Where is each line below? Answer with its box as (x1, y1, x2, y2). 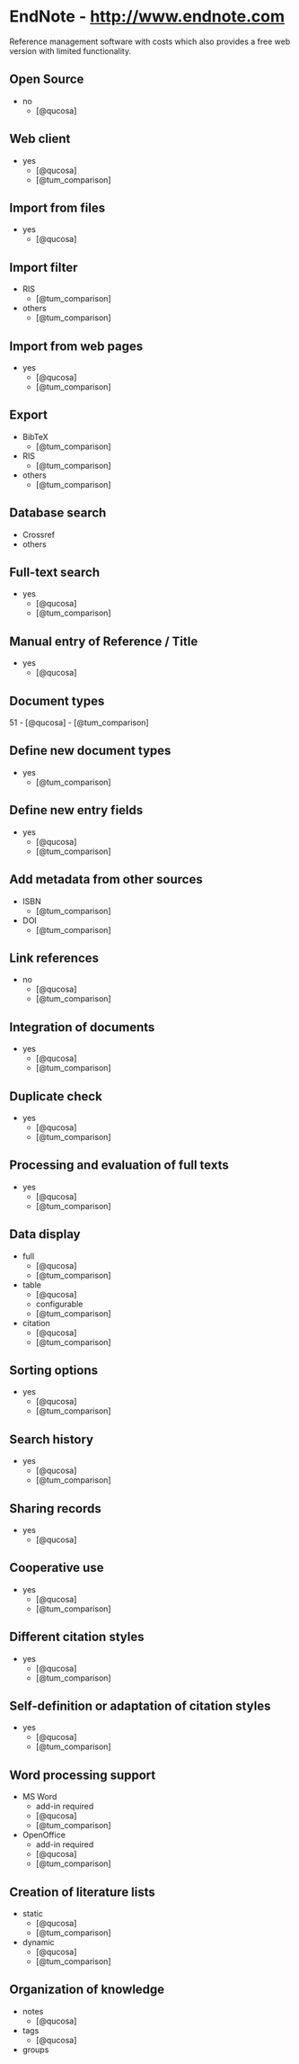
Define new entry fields (9, 803, 144, 818)
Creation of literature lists (9, 1884, 155, 1899)
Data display (9, 1226, 81, 1243)
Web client (9, 131, 71, 147)
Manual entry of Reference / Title (9, 633, 198, 649)
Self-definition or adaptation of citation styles (9, 1699, 271, 1714)
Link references (9, 950, 100, 965)
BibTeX (22, 431, 49, 442)
